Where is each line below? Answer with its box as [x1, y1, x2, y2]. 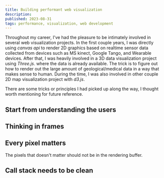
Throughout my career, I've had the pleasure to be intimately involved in [5, 35, 151, 40]
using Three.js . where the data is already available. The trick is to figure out [5, 61, 158, 67]
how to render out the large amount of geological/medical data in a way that [5, 66, 159, 72]
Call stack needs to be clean [5, 166, 94, 175]
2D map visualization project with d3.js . [5, 76, 85, 82]
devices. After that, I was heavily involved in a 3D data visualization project [5, 55, 157, 62]
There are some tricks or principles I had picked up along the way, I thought [5, 86, 159, 92]
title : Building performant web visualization [5, 7, 102, 12]
